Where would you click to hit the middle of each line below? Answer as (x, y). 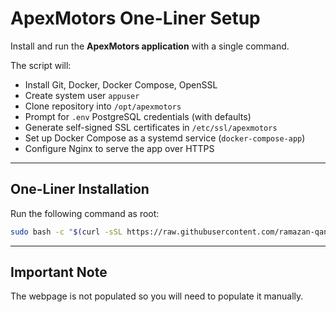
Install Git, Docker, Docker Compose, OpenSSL (121, 84)
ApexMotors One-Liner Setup (135, 18)
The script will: (41, 65)
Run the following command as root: (85, 213)
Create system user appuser (82, 95)
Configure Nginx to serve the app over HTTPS (119, 148)
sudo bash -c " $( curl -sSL (66, 232)
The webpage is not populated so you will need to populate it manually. (157, 296)
